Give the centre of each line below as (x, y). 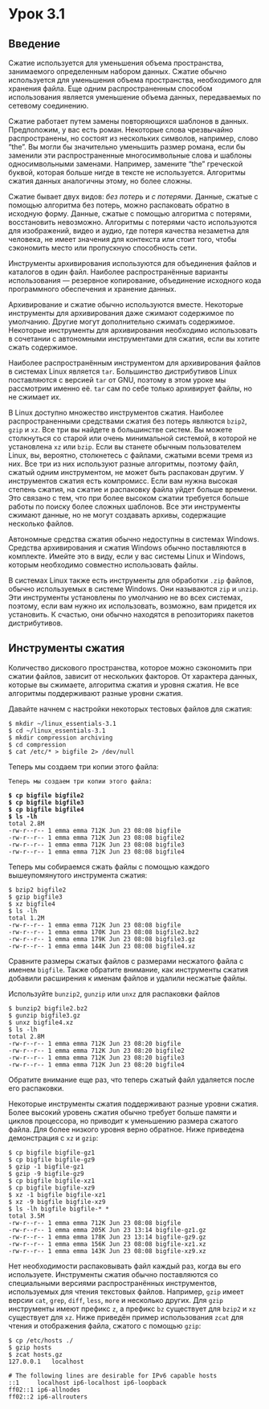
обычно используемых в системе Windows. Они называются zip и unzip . (133, 589)
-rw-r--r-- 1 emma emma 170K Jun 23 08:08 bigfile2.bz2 (104, 932)
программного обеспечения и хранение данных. (92, 289)
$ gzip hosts (30, 1347)
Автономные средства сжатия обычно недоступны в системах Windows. (134, 539)
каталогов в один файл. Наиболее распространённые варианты (118, 272)
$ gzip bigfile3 (35, 897)
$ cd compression (37, 744)
